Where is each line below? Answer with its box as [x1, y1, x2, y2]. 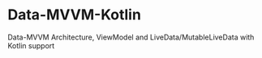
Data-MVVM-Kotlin [7, 6, 141, 24]
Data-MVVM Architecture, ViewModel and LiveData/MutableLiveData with [7, 32, 255, 42]
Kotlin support [7, 40, 55, 50]
